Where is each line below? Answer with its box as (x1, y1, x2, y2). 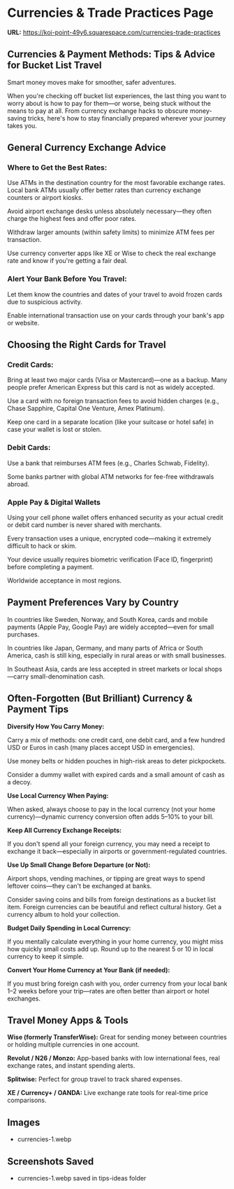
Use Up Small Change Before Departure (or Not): (7, 860, 151, 869)
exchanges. (7, 994, 41, 1003)
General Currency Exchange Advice (7, 142, 166, 154)
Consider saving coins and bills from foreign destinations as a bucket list (7, 895, 217, 904)
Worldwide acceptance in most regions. (7, 576, 122, 585)
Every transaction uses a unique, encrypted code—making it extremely (7, 534, 212, 543)
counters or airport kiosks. (7, 193, 84, 202)
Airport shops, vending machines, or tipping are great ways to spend (7, 874, 205, 883)
